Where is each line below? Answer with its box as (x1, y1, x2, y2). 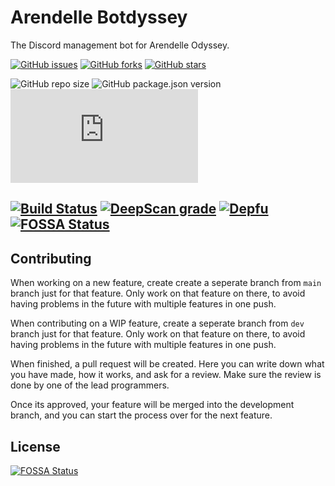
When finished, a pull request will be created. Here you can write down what (10, 358, 325, 370)
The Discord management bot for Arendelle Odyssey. (10, 39, 230, 51)
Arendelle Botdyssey (10, 6, 188, 29)
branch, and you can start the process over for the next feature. (10, 409, 273, 421)
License (10, 438, 61, 455)
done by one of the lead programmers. (10, 379, 170, 391)
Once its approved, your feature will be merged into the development (10, 399, 295, 411)
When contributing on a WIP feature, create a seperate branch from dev (10, 317, 305, 330)
